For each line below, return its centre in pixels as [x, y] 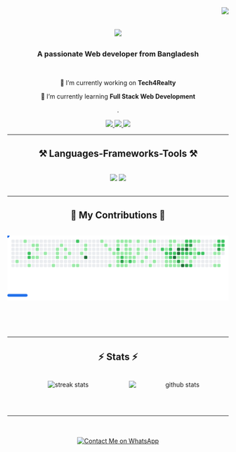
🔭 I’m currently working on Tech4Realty [118, 83]
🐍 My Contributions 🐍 [118, 215]
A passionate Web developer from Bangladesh [118, 54]
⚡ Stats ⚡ [118, 357]
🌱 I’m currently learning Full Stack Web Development [118, 96]
